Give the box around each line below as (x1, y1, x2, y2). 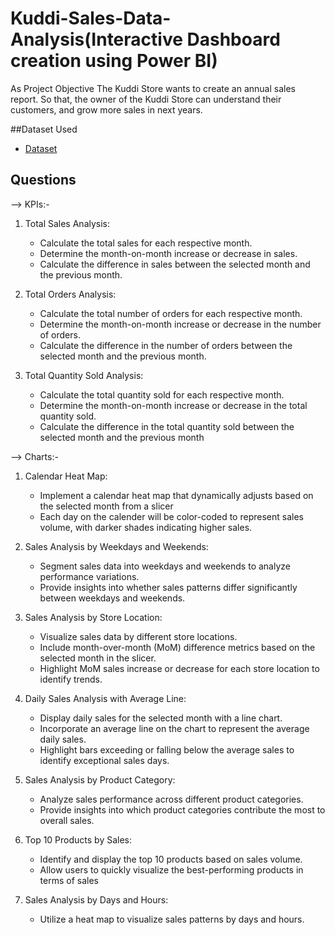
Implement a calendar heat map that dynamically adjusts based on (39, 489, 314, 501)
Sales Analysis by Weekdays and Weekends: (24, 540, 209, 552)
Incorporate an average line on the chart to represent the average (39, 722, 310, 734)
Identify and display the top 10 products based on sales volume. (39, 853, 303, 865)
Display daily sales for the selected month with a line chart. (39, 712, 283, 724)
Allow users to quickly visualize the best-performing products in (39, 863, 304, 876)
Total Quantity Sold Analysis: (24, 369, 144, 381)
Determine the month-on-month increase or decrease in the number (39, 318, 322, 330)
